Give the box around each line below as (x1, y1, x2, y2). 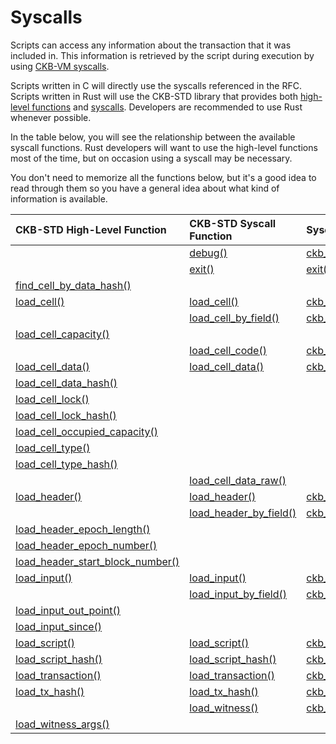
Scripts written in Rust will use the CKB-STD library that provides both (10, 90, 298, 102)
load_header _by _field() (189, 506, 297, 520)
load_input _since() (15, 619, 103, 633)
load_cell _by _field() (189, 311, 280, 325)
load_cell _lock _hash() (15, 408, 117, 422)
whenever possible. (10, 111, 92, 123)
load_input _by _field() (189, 587, 288, 601)
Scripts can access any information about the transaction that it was (10, 39, 292, 51)
